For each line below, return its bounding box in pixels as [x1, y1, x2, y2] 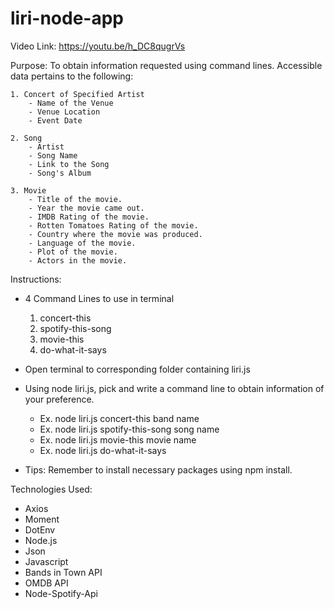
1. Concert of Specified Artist [10, 89, 145, 99]
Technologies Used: [10, 483, 93, 495]
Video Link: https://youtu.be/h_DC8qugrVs [10, 40, 186, 52]
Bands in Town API [24, 566, 103, 578]
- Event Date [28, 115, 83, 126]
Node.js [24, 534, 58, 546]
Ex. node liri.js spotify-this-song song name [39, 423, 220, 435]
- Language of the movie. [28, 238, 137, 248]
